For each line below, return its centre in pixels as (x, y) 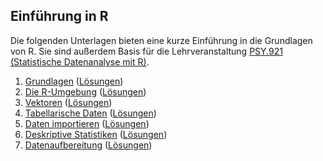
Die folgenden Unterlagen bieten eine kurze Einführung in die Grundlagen (161, 40)
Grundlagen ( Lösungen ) (74, 81)
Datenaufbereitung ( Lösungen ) (88, 145)
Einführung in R (59, 16)
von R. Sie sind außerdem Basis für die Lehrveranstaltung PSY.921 (146, 51)
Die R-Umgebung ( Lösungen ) (85, 91)
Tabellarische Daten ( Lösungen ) (90, 113)
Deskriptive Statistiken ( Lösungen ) (96, 134)
